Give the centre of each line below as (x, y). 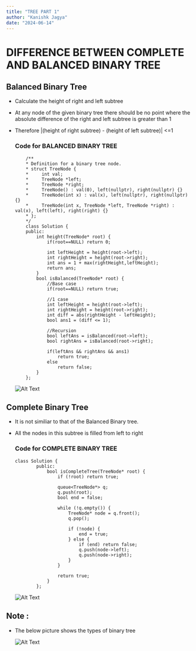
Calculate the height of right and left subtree (69, 101)
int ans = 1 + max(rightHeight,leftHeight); (103, 263)
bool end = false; (80, 497)
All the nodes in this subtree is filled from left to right (79, 433)
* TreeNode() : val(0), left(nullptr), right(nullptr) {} (104, 190)
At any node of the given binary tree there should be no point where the (102, 113)
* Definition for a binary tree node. (74, 164)
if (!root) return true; (88, 477)
